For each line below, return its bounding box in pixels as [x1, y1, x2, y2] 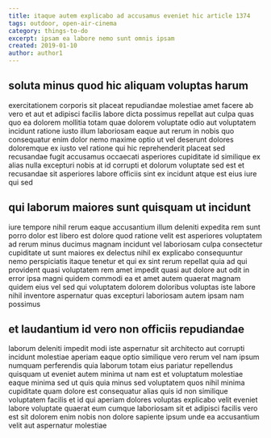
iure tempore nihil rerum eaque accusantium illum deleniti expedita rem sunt [8, 222, 261, 232]
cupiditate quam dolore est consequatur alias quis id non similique [8, 386, 228, 396]
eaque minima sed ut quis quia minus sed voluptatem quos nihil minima [8, 378, 245, 387]
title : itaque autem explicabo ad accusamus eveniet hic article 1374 [8, 11, 251, 20]
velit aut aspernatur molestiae [8, 420, 107, 431]
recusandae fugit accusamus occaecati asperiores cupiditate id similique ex [8, 151, 261, 161]
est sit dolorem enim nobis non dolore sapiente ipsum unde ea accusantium [8, 412, 260, 422]
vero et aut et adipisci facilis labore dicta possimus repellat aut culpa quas [8, 109, 254, 118]
